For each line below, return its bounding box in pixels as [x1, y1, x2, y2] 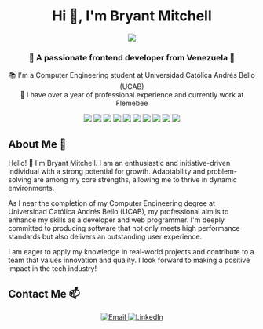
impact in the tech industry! [8, 264, 97, 273]
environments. [8, 184, 55, 193]
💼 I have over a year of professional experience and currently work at [20, 90, 244, 100]
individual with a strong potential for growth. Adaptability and [8, 166, 206, 176]
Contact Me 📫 [8, 287, 81, 301]
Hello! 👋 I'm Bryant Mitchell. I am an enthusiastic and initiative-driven [8, 159, 231, 168]
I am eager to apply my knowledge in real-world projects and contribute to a [8, 247, 254, 257]
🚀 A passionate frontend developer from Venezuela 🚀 [28, 52, 236, 63]
